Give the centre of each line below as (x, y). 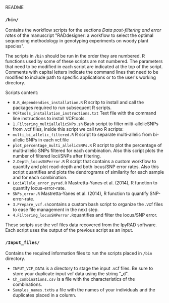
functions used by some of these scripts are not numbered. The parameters (84, 61)
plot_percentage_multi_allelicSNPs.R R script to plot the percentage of (87, 145)
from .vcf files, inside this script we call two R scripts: (68, 129)
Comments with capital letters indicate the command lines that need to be (82, 72)
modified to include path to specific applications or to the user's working (81, 77)
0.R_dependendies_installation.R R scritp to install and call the (78, 103)
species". (15, 46)
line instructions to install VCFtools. (49, 119)
